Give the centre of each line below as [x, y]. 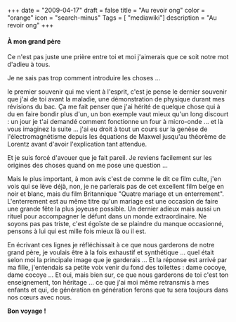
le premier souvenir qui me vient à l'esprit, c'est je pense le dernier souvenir [117, 92]
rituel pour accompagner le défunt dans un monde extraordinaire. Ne [107, 216]
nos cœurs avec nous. [40, 297]
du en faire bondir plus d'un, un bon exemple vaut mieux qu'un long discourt [118, 114]
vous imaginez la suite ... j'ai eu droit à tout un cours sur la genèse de [107, 129]
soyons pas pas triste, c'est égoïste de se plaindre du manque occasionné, [116, 224]
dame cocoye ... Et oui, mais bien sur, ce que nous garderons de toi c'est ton [118, 275]
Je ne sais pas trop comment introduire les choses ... [84, 78]
